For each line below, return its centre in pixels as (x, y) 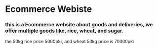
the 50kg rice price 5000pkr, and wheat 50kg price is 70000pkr (70, 42)
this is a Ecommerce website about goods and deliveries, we (79, 25)
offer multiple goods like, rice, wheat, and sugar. (64, 31)
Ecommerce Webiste (49, 9)
